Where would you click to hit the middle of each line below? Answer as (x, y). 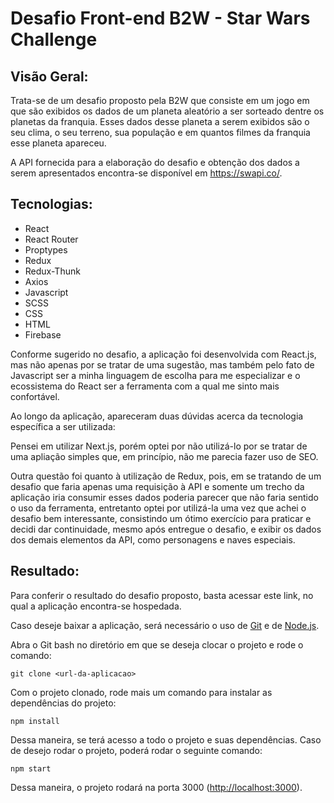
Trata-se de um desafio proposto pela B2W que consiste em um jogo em (160, 100)
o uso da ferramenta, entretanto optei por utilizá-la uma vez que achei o (158, 508)
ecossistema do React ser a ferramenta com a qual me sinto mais (145, 386)
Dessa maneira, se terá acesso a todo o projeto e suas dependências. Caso (166, 739)
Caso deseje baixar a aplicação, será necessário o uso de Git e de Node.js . (165, 625)
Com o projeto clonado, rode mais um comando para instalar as (141, 692)
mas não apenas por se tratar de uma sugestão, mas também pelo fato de (162, 364)
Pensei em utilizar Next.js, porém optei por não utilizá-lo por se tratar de (159, 446)
